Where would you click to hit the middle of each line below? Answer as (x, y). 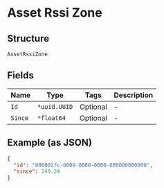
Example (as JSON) (49, 143)
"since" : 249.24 (37, 171)
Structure (28, 39)
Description (134, 95)
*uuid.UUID (55, 106)
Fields (21, 75)
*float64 (52, 118)
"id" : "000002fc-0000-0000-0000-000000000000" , (83, 165)
